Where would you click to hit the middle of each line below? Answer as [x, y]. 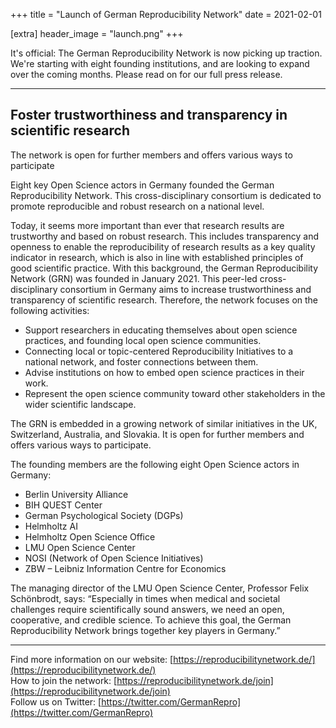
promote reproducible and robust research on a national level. [137, 206]
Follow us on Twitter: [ [56, 701]
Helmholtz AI [51, 526]
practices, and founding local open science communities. [143, 340]
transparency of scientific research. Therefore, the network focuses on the [164, 300]
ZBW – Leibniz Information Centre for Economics [125, 568]
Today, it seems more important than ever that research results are [147, 225]
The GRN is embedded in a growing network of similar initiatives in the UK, [164, 423]
